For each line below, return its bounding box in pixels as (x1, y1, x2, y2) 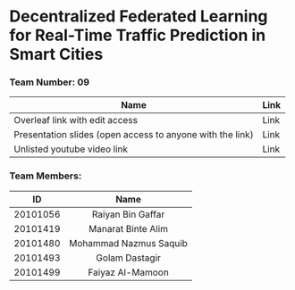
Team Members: (9, 170, 82, 182)
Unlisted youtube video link (13, 143, 128, 155)
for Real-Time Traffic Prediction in (9, 25, 266, 46)
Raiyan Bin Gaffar (92, 208, 165, 220)
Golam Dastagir (96, 252, 161, 264)
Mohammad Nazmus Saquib (69, 236, 188, 249)
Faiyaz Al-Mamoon (88, 266, 170, 278)
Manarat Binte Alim (88, 222, 168, 235)
